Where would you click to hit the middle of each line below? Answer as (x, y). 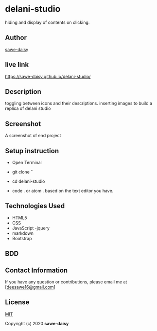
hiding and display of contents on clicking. (47, 22)
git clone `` (23, 172)
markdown (23, 233)
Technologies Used (35, 206)
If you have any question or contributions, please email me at (66, 282)
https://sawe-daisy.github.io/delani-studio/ (48, 76)
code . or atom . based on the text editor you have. (63, 191)
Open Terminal (27, 162)
